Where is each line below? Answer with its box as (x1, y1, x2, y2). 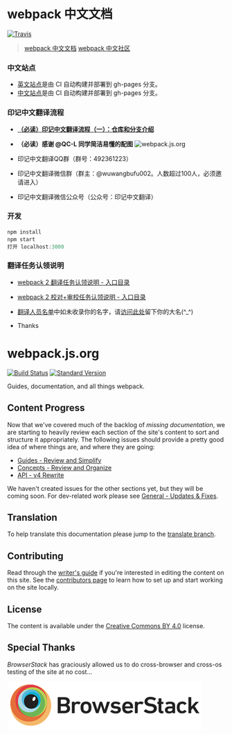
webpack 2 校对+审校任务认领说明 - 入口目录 (17, 293, 146, 301)
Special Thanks (7, 642, 75, 654)
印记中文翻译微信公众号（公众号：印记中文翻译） (17, 192, 157, 201)
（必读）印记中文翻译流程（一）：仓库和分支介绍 (17, 125, 154, 133)
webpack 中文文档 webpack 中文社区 (24, 44, 131, 52)
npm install (7, 228, 42, 236)
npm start (7, 236, 36, 243)
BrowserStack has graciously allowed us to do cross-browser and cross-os (7, 660, 222, 668)
